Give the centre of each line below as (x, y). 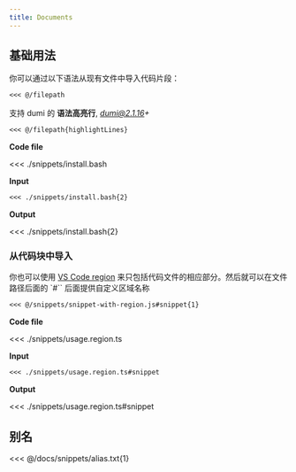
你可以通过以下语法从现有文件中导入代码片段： (94, 78)
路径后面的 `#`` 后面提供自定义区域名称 (80, 288)
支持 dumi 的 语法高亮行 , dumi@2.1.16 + (80, 113)
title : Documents (41, 17)
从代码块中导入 (41, 256)
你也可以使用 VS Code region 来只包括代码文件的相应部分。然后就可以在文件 (148, 277)
